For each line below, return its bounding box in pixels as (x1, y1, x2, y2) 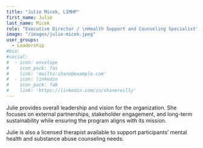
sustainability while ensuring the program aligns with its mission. (6, 117, 167, 124)
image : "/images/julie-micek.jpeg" (6, 31, 96, 37)
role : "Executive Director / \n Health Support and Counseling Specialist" (6, 25, 199, 32)
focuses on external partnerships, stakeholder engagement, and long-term (6, 110, 192, 118)
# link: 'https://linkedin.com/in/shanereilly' (6, 88, 137, 94)
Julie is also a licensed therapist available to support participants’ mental (6, 128, 187, 136)
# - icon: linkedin (6, 76, 59, 82)
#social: (6, 54, 28, 60)
